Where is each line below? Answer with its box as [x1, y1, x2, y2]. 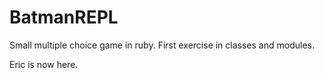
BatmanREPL [9, 6, 119, 29]
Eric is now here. [9, 58, 79, 70]
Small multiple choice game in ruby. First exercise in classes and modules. [9, 39, 315, 51]
